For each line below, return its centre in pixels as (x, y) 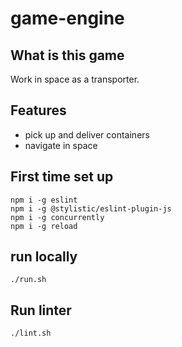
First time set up (62, 177)
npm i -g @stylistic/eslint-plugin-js (91, 208)
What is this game (67, 55)
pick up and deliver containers (87, 134)
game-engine (67, 18)
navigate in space (61, 145)
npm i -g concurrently (57, 217)
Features (38, 110)
